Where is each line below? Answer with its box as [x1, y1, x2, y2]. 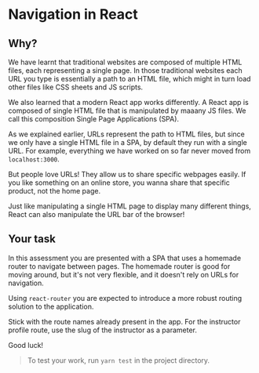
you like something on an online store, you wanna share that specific [8, 178, 230, 187]
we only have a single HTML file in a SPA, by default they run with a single [8, 138, 247, 147]
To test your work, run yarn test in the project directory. [27, 355, 210, 365]
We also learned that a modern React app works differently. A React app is [8, 98, 249, 107]
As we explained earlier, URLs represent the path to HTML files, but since [8, 129, 245, 139]
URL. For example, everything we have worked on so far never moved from [8, 147, 251, 155]
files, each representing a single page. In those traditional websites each [8, 66, 243, 75]
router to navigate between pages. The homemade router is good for [8, 261, 231, 271]
